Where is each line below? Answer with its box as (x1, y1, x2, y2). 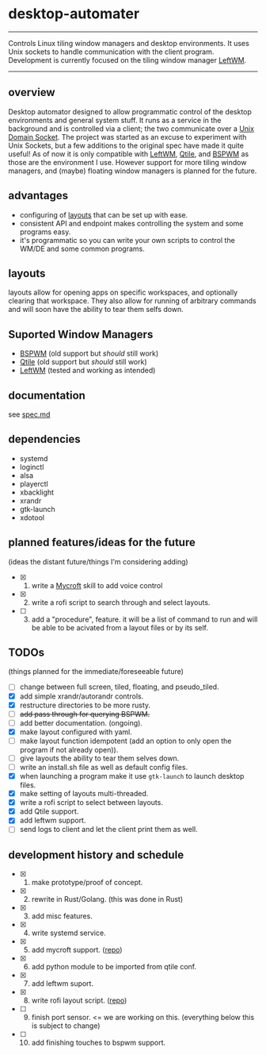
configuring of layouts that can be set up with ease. (19, 210, 188, 219)
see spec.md (8, 410, 51, 419)
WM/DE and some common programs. (19, 244, 145, 253)
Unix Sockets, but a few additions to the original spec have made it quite (8, 141, 244, 150)
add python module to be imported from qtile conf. (31, 962, 196, 972)
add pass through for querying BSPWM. (19, 709, 150, 718)
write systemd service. (31, 928, 106, 938)
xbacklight (19, 487, 54, 497)
